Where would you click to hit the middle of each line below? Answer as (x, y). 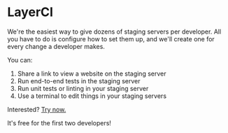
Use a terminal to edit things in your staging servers (92, 96)
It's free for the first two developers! (59, 122)
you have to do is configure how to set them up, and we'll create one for (111, 38)
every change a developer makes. (56, 46)
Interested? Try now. (37, 109)
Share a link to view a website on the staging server (92, 73)
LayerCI (30, 12)
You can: (20, 59)
